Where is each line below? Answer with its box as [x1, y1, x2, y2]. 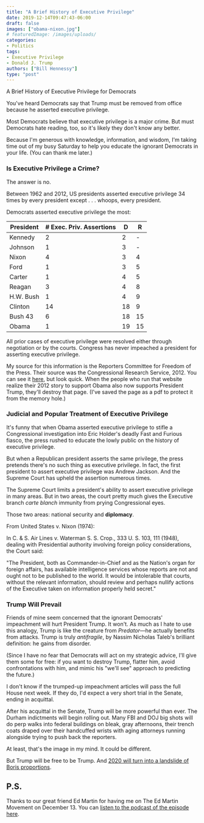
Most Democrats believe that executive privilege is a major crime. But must [6, 118, 194, 125]
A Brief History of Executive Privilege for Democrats [6, 88, 137, 95]
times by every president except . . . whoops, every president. [6, 196, 161, 204]
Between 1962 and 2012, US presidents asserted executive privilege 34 [6, 190, 186, 197]
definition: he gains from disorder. [6, 640, 91, 647]
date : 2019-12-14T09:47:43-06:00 [6, 15, 91, 21]
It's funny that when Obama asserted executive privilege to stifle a [6, 424, 173, 431]
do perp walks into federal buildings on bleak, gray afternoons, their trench [6, 721, 194, 728]
